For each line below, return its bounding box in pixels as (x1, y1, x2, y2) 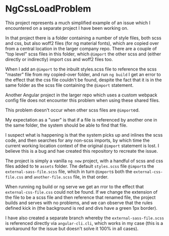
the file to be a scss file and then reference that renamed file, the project (5, 194, 156, 200)
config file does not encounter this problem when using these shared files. (5, 97, 160, 103)
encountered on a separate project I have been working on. (5, 25, 129, 31)
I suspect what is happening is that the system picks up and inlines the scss (5, 132, 163, 138)
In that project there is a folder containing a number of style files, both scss (5, 35, 161, 41)
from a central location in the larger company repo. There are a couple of (5, 45, 157, 51)
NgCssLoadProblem (5, 3, 91, 15)
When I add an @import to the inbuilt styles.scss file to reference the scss (5, 66, 157, 72)
